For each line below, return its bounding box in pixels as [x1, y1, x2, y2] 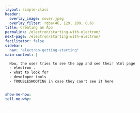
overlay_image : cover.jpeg [9, 16, 64, 21]
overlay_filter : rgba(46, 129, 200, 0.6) [9, 20, 94, 26]
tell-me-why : [5, 97, 31, 101]
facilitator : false [5, 39, 45, 44]
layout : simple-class [5, 7, 49, 12]
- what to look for [9, 70, 49, 75]
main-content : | [5, 52, 38, 57]
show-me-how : [5, 92, 31, 97]
